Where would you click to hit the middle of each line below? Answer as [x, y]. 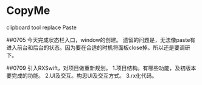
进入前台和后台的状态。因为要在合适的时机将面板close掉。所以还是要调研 [98, 47]
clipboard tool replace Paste [42, 27]
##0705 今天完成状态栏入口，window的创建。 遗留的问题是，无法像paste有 [101, 39]
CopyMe [28, 11]
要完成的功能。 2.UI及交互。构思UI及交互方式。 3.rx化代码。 [82, 75]
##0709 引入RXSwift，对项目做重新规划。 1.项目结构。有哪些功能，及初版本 [101, 68]
